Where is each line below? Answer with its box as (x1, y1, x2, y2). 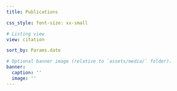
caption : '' (12, 70, 42, 76)
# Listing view (6, 31, 45, 37)
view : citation (6, 36, 45, 42)
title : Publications (6, 8, 59, 15)
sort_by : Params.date (6, 47, 61, 53)
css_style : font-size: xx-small (6, 19, 88, 26)
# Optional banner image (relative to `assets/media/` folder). (6, 58, 172, 64)
